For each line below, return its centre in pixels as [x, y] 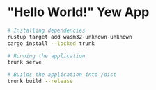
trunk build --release [40, 81]
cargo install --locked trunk [51, 43]
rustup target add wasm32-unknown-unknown [70, 37]
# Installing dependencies [46, 30]
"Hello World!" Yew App [78, 12]
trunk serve [24, 62]
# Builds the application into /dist [62, 75]
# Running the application [46, 56]
